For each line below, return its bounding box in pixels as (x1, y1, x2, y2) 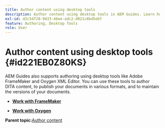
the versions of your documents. (5, 89, 71, 95)
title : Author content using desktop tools (5, 7, 96, 12)
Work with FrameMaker (12, 99, 61, 104)
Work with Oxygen (12, 108, 52, 114)
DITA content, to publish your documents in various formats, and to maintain (5, 84, 160, 90)
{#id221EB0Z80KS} (5, 57, 87, 68)
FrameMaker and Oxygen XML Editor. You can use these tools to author (5, 78, 150, 84)
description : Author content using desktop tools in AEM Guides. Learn (5, 12, 155, 17)
